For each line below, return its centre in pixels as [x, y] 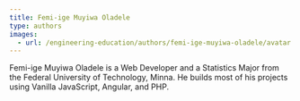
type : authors [36, 26]
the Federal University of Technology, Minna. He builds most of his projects [149, 78]
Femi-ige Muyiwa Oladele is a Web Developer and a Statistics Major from [145, 68]
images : [24, 34]
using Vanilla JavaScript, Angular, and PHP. [89, 87]
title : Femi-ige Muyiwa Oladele [70, 17]
